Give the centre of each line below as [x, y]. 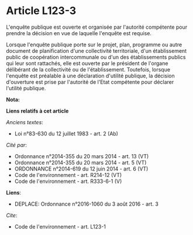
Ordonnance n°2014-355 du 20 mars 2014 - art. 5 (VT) [80, 162]
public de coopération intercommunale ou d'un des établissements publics [96, 57]
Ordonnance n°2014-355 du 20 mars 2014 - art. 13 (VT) [82, 156]
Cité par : [17, 145]
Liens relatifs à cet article [37, 111]
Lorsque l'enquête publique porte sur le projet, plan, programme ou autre [94, 45]
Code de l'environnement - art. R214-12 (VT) [68, 175]
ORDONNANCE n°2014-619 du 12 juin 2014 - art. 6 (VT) [81, 169]
